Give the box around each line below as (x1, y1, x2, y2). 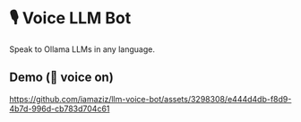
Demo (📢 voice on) (9, 70, 114, 85)
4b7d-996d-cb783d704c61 (9, 103, 110, 114)
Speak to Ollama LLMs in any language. (9, 43, 155, 55)
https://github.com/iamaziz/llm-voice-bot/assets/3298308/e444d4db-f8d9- (9, 93, 292, 104)
